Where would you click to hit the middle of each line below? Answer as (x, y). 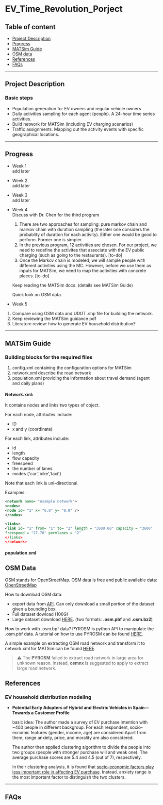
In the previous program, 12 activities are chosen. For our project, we (88, 245)
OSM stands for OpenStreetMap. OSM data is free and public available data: (81, 580)
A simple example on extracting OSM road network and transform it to (75, 643)
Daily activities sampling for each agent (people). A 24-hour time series (83, 114)
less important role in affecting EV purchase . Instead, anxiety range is (81, 772)
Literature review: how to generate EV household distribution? (74, 323)
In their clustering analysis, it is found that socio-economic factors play (83, 767)
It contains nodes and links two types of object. (52, 405)
